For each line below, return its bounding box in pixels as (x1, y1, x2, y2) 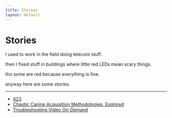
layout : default (5, 12, 40, 17)
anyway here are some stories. (5, 81, 71, 87)
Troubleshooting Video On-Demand (12, 107, 88, 113)
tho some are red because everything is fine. (5, 71, 100, 77)
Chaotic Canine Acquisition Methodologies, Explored (12, 101, 124, 108)
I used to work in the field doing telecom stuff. (5, 51, 102, 57)
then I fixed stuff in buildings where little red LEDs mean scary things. (5, 61, 152, 67)
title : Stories (5, 7, 38, 13)
